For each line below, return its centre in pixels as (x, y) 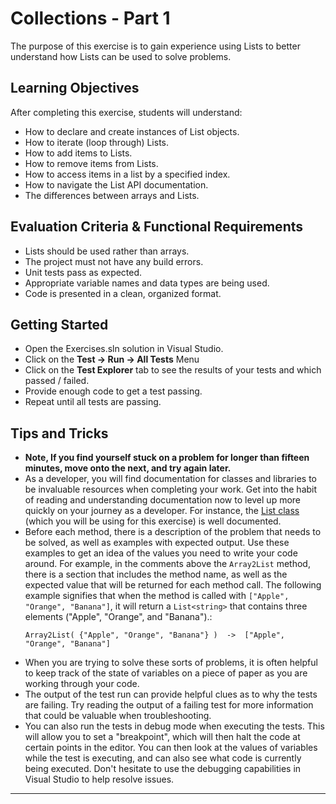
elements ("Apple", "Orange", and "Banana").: (118, 617)
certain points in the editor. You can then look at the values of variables (171, 748)
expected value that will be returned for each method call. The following (173, 585)
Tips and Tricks (59, 433)
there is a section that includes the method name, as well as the (156, 574)
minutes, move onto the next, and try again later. (128, 468)
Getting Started (59, 324)
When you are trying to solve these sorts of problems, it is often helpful (171, 663)
